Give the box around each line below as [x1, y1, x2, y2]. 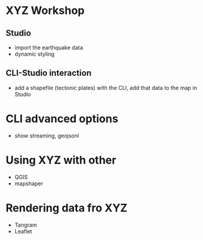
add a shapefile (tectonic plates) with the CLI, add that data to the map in [14, 84, 198, 91]
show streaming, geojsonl [14, 132, 80, 139]
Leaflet [14, 227, 33, 235]
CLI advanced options [5, 112, 119, 125]
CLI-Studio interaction [5, 68, 92, 78]
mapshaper [14, 180, 44, 187]
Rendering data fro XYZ [5, 201, 128, 214]
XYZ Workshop [5, 4, 85, 18]
